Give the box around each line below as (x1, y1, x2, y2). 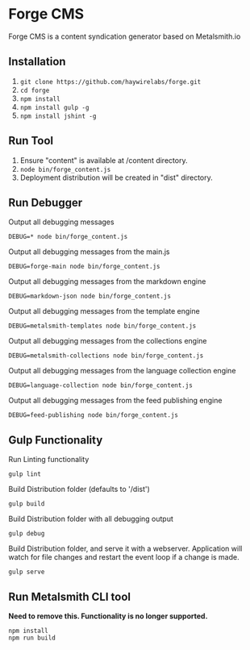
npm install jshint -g (19, 112, 97, 120)
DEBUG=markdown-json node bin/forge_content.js (8, 292, 172, 301)
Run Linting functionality (8, 455, 90, 465)
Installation (8, 55, 66, 69)
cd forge (19, 86, 50, 94)
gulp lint (8, 470, 42, 478)
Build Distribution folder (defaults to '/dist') (8, 485, 151, 494)
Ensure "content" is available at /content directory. (19, 155, 188, 165)
